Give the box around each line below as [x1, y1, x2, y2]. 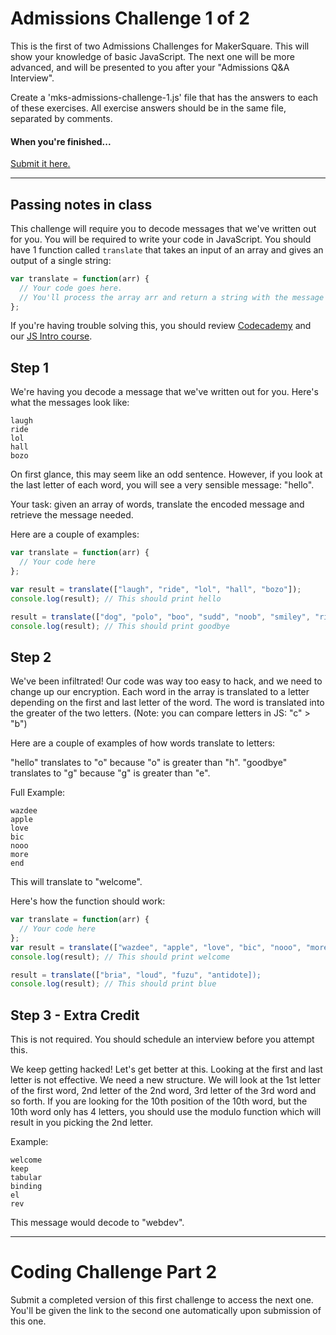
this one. [10, 1315, 47, 1327]
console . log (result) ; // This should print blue [10, 979, 217, 989]
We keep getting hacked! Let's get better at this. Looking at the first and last [10, 1063, 323, 1076]
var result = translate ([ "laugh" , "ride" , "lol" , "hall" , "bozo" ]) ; [10, 584, 302, 594]
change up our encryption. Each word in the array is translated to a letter [10, 686, 310, 698]
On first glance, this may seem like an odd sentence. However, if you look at [10, 468, 323, 481]
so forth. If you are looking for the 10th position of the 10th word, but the [10, 1095, 308, 1107]
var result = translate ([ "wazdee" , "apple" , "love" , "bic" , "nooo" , [10, 942, 302, 952]
